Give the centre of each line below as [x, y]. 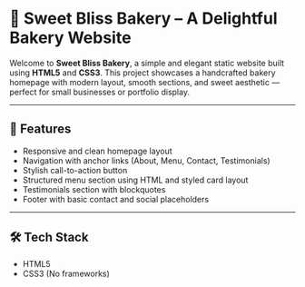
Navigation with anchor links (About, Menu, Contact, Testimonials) [146, 160]
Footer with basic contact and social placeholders [116, 199]
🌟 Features [40, 129]
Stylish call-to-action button [75, 170]
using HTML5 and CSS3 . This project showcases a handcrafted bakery [143, 73]
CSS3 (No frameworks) [66, 273]
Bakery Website [70, 38]
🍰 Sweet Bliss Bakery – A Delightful [143, 19]
